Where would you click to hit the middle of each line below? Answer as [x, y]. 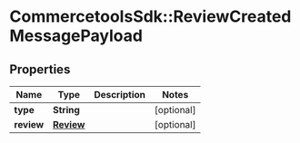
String [66, 110]
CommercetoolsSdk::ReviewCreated [150, 17]
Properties [40, 69]
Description [120, 95]
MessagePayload [76, 36]
